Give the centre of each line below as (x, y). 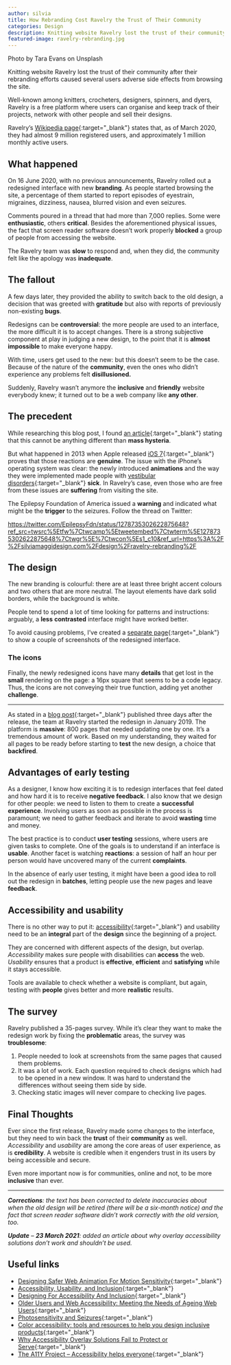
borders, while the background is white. (64, 599)
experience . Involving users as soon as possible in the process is (100, 811)
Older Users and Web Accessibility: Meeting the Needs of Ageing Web (117, 1302)
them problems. (40, 1063)
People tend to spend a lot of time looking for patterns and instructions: (109, 612)
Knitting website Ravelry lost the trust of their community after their (103, 72)
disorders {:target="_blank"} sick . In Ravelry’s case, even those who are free (115, 482)
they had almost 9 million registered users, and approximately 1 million (107, 135)
